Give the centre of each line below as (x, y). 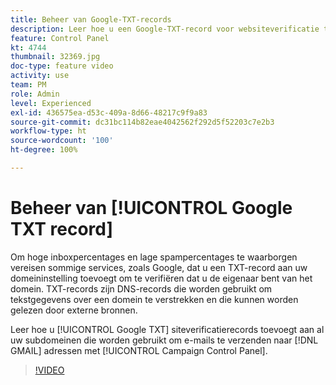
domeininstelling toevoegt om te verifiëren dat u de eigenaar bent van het (161, 278)
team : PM (28, 85)
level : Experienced (51, 103)
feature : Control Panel (60, 38)
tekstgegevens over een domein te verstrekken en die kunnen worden (154, 299)
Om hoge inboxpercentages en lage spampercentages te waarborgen (154, 257)
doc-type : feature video (62, 66)
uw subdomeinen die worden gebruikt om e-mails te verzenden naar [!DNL (164, 340)
